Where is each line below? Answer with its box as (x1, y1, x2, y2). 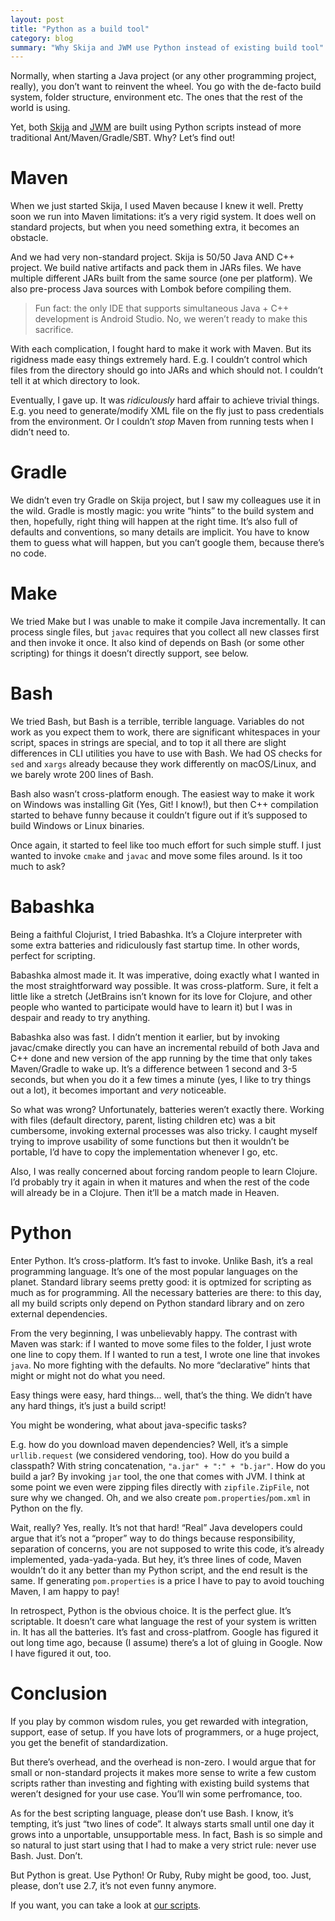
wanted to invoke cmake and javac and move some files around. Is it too (10, 850, 303, 861)
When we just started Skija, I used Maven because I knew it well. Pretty (10, 200, 304, 212)
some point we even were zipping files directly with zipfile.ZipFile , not (10, 1481, 310, 1493)
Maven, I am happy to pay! (10, 1585, 120, 1597)
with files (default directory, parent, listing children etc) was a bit (10, 1114, 276, 1126)
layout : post (10, 14, 65, 25)
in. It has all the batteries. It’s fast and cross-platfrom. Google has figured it (10, 1626, 319, 1638)
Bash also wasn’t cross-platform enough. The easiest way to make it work (10, 788, 315, 800)
